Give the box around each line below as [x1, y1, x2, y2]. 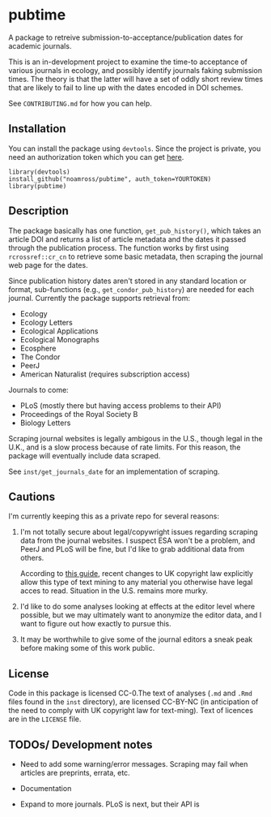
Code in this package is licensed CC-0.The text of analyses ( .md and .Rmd [8, 688, 252, 699]
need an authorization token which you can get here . [8, 152, 184, 161]
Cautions [8, 489, 55, 504]
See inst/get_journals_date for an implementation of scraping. [8, 467, 220, 476]
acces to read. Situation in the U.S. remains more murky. [19, 586, 208, 596]
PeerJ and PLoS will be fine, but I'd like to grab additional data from [19, 544, 245, 554]
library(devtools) [8, 168, 70, 176]
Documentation [19, 784, 72, 793]
